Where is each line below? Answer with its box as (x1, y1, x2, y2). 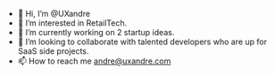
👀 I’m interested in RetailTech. (17, 18, 128, 28)
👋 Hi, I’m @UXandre (17, 9, 91, 19)
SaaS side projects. (17, 46, 89, 56)
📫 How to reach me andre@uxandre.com (17, 56, 171, 66)
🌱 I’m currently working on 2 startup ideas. (17, 27, 175, 37)
